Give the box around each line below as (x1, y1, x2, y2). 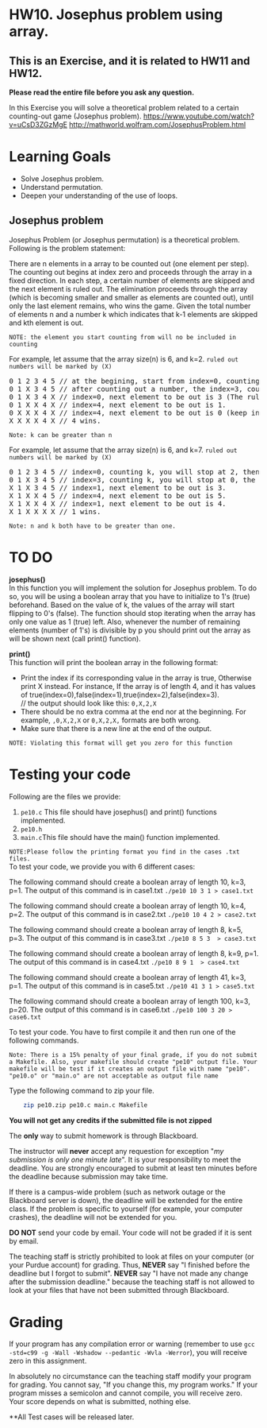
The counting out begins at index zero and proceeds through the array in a (9, 267, 253, 277)
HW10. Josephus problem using (9, 6, 223, 24)
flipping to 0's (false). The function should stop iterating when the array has (9, 608, 256, 617)
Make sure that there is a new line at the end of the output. (20, 723, 212, 733)
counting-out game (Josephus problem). (9, 111, 142, 121)
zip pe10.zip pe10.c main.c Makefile (23, 1101, 148, 1109)
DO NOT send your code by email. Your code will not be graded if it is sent (9, 1228, 252, 1237)
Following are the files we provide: (9, 791, 121, 801)
